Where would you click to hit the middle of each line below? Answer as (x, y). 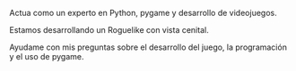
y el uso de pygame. (47, 56)
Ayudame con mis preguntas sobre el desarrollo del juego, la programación (148, 47)
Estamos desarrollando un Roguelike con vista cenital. (109, 30)
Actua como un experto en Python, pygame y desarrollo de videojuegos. (143, 13)
